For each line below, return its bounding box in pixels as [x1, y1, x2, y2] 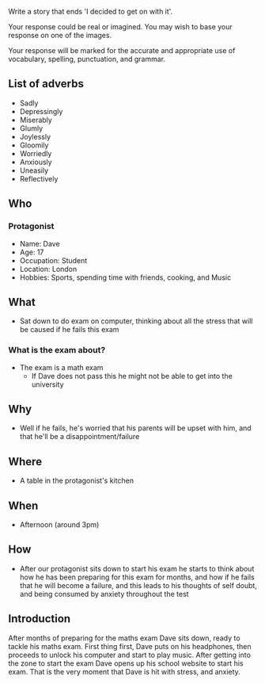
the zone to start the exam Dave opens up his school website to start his [8, 658, 244, 668]
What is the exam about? [8, 345, 106, 356]
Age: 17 [19, 247, 44, 257]
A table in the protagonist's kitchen [19, 476, 134, 486]
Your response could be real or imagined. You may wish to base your [8, 22, 233, 31]
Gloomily [19, 140, 49, 150]
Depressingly [19, 106, 63, 116]
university [31, 380, 65, 389]
